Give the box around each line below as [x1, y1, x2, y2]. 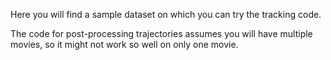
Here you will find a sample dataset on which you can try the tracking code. [10, 9, 322, 20]
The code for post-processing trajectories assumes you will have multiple [10, 28, 313, 39]
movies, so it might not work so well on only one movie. [10, 39, 239, 50]
